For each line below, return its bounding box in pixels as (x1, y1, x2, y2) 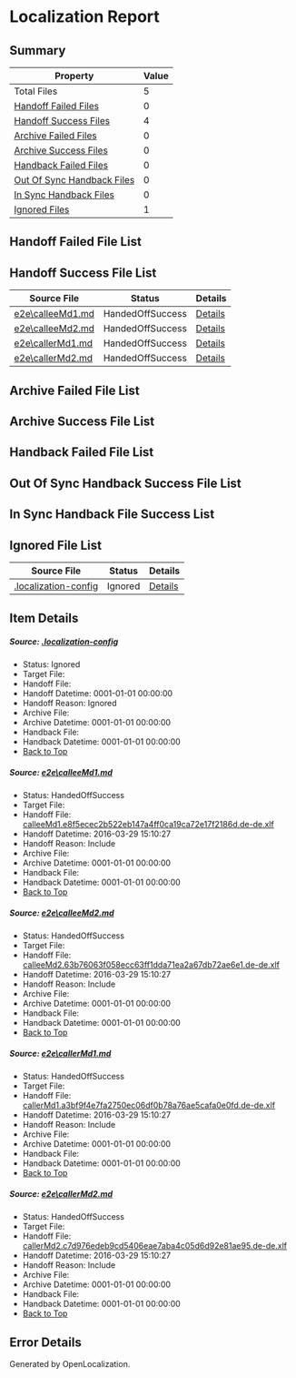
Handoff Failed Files (14, 100, 100, 112)
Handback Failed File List (9, 444, 154, 461)
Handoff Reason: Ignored (22, 698, 117, 709)
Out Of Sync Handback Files (14, 174, 135, 186)
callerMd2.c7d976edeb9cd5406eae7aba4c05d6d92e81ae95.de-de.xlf (22, 1241, 288, 1251)
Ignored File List (9, 537, 103, 552)
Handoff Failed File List (9, 234, 143, 249)
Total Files (14, 85, 58, 97)
